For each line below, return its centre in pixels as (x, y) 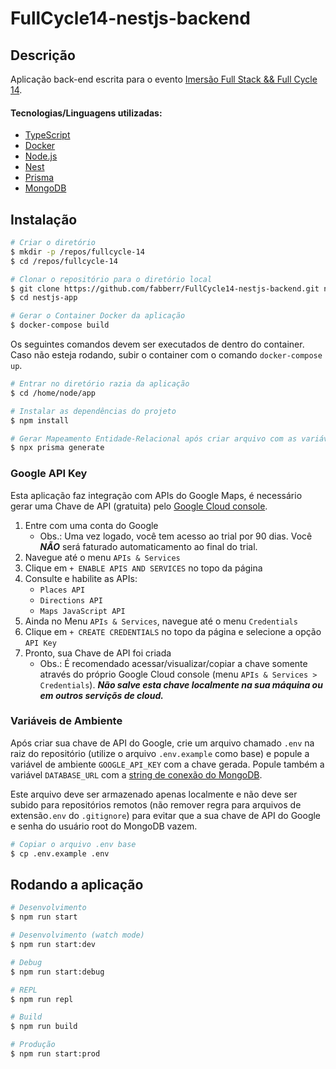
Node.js (41, 156)
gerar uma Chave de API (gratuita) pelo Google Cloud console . (139, 506)
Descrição (43, 55)
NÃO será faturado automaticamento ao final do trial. (148, 546)
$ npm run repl (42, 999)
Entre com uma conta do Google (91, 525)
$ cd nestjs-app (44, 298)
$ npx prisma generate (57, 448)
